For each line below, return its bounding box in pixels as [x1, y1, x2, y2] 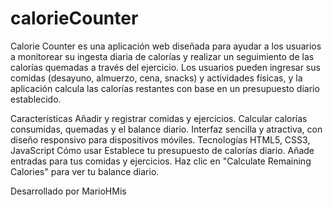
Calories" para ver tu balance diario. [10, 165, 160, 177]
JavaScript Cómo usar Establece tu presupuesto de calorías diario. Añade [10, 144, 315, 156]
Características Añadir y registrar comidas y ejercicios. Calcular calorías [10, 112, 308, 124]
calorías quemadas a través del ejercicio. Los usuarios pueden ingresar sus [10, 61, 321, 73]
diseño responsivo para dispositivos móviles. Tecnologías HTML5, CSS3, [10, 133, 311, 146]
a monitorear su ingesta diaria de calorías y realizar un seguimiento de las [10, 50, 315, 62]
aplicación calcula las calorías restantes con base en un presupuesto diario [10, 82, 320, 94]
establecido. [10, 93, 62, 105]
